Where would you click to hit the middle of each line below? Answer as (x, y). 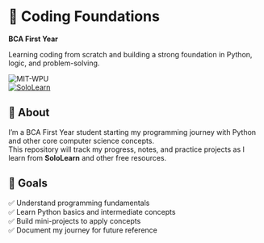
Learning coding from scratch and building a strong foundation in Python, (130, 54)
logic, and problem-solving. (54, 63)
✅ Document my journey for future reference (83, 230)
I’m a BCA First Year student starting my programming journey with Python (132, 132)
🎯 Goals (28, 184)
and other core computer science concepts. (82, 140)
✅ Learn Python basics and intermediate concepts (92, 212)
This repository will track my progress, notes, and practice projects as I (126, 149)
